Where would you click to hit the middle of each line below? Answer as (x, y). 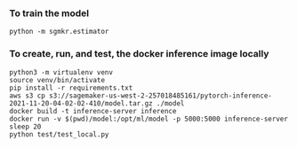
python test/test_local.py (59, 134)
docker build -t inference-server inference (93, 111)
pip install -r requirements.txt (71, 88)
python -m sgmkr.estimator (59, 32)
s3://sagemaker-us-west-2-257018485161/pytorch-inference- (161, 96)
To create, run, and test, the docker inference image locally (139, 54)
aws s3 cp (28, 96)
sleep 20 (25, 127)
